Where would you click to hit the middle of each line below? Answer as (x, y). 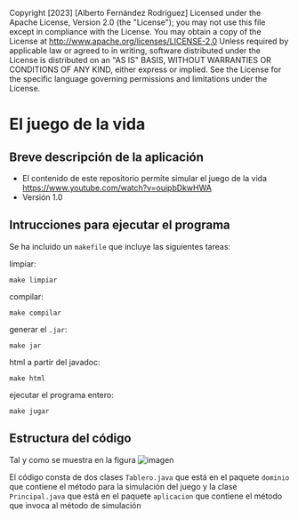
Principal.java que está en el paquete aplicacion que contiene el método (146, 496)
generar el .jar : (38, 329)
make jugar (29, 411)
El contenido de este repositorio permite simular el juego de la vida (145, 178)
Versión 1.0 (42, 197)
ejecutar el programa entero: (61, 395)
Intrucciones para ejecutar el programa (120, 225)
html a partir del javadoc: (55, 362)
